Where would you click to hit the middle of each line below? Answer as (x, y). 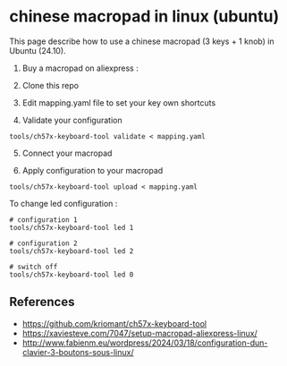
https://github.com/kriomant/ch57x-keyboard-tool (114, 323)
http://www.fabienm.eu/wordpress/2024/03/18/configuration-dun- (145, 343)
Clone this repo (50, 85)
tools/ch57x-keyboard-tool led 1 (72, 227)
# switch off (34, 267)
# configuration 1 (43, 220)
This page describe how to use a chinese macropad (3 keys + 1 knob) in (142, 41)
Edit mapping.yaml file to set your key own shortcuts (119, 102)
